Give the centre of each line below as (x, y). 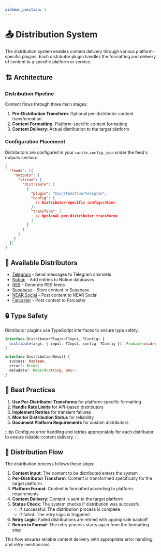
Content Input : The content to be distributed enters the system (75, 473)
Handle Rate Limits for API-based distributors (58, 407)
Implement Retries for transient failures (51, 412)
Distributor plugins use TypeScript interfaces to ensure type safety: (72, 330)
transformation (27, 119)
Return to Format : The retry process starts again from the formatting (80, 525)
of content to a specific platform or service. (48, 62)
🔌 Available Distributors (41, 263)
